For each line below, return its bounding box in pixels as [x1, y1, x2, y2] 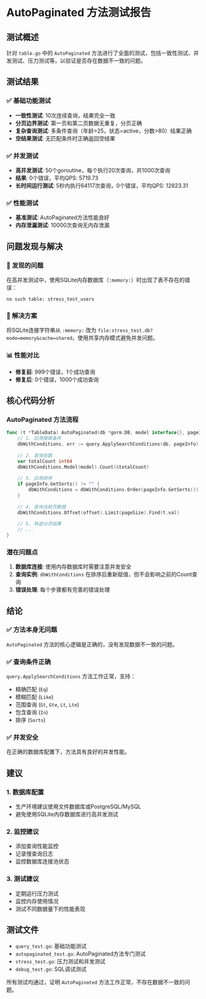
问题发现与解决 [6, 241, 63, 251]
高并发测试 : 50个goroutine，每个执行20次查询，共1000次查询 [15, 166, 170, 174]
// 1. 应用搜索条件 [17, 435, 61, 442]
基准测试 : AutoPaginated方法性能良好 [15, 214, 110, 221]
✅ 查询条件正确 [6, 657, 51, 666]
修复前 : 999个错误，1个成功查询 [15, 368, 96, 375]
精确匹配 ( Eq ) [15, 686, 48, 693]
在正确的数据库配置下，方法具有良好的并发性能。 [6, 748, 130, 756]
